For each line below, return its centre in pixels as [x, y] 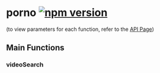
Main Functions [35, 48]
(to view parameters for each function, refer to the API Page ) [80, 29]
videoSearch [25, 65]
